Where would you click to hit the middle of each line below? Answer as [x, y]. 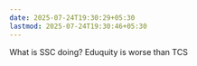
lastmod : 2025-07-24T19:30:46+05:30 [78, 26]
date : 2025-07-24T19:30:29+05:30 [72, 18]
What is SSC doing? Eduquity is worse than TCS [98, 52]
